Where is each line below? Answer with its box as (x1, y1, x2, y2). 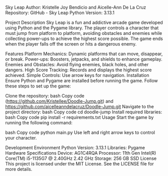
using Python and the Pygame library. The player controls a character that (5, 25, 159, 31)
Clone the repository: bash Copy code (5, 93, 85, 99)
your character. (5, 135, 37, 141)
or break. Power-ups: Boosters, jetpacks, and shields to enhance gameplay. (5, 56, 162, 62)
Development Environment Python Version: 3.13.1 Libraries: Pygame (5, 145, 145, 151)
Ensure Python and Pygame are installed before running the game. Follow (5, 78, 158, 83)
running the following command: (5, 120, 73, 125)
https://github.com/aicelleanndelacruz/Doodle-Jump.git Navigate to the (5, 104, 154, 109)
